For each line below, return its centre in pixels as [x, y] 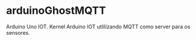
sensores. [18, 32]
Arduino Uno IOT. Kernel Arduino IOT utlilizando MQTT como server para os [98, 27]
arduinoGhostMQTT [56, 11]
